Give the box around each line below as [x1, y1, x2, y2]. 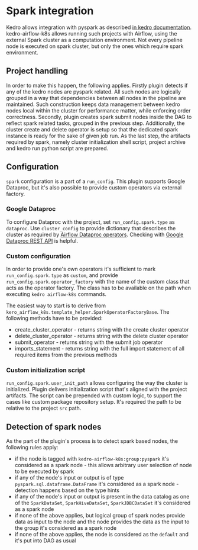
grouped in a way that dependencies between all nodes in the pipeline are [6, 94, 186, 101]
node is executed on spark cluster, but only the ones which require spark [6, 43, 184, 50]
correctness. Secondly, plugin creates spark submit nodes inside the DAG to [6, 113, 192, 120]
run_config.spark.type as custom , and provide [6, 272, 118, 279]
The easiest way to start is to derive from [6, 302, 106, 309]
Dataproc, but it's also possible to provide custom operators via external [6, 184, 182, 191]
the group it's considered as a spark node [14, 525, 117, 532]
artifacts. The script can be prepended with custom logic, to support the [6, 392, 182, 399]
